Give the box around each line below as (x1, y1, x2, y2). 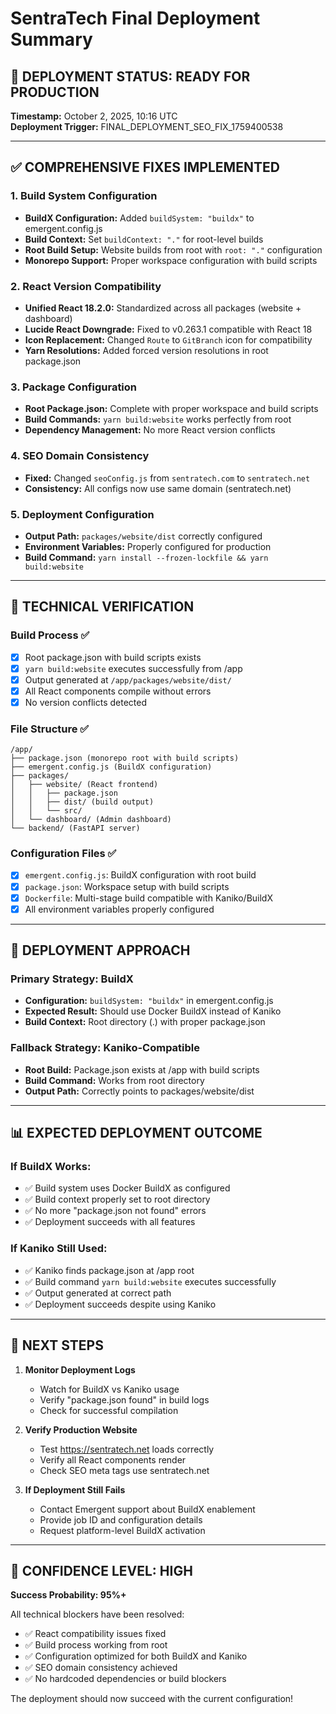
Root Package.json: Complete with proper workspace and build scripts (24, 403, 319, 415)
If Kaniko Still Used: (10, 1242, 108, 1256)
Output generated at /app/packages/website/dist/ (24, 673, 232, 686)
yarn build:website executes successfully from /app (24, 662, 243, 674)
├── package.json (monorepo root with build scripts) (10, 753, 240, 764)
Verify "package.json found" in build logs (39, 1393, 210, 1406)
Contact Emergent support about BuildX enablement (39, 1503, 256, 1515)
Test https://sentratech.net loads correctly (39, 1443, 215, 1455)
